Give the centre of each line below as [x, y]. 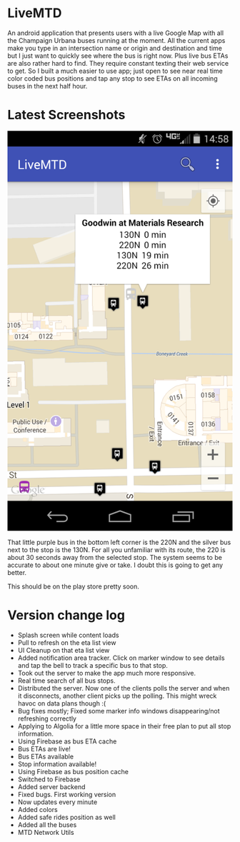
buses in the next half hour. [47, 86]
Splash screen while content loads [68, 635]
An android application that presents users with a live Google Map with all [115, 33]
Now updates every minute [57, 802]
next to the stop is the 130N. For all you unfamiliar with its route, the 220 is [117, 550]
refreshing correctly [47, 718]
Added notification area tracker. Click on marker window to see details [121, 658]
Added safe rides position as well [66, 817]
